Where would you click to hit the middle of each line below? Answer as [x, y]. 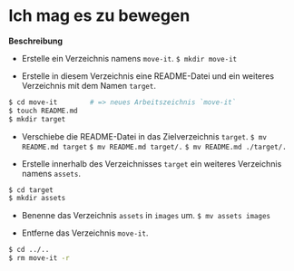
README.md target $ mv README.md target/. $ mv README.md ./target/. [154, 147]
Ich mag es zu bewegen [99, 16]
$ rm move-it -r [39, 258]
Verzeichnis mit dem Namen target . [88, 85]
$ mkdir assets [37, 198]
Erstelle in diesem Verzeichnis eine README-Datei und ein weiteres [147, 76]
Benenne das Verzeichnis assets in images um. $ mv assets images [146, 216]
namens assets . [51, 173]
